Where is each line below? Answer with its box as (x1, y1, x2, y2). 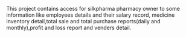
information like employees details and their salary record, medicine (6, 11, 175, 18)
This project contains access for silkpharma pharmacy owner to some (6, 5, 180, 12)
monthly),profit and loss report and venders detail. (6, 24, 132, 31)
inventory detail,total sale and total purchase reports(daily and (6, 18, 161, 24)
